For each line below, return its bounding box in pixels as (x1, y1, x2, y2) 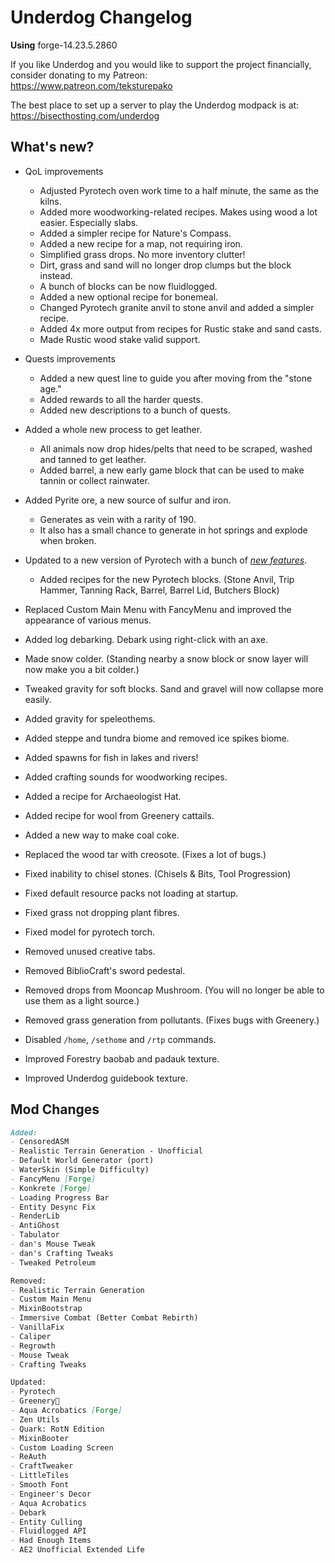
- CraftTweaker (10, 1461, 74, 1471)
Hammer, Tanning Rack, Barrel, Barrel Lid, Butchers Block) (39, 584, 280, 596)
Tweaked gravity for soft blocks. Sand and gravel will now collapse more (24, 682, 324, 695)
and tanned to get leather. (39, 453, 147, 465)
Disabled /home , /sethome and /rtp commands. (24, 1033, 217, 1045)
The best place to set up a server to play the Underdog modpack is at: (10, 99, 300, 111)
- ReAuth (10, 1452, 47, 1462)
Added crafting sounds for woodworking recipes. (24, 771, 228, 783)
